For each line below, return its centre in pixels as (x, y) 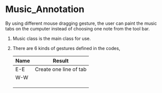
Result (61, 61)
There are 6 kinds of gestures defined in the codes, (66, 48)
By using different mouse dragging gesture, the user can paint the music (81, 23)
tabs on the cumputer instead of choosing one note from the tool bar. (77, 28)
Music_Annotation (45, 9)
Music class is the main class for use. (52, 38)
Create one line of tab (61, 69)
